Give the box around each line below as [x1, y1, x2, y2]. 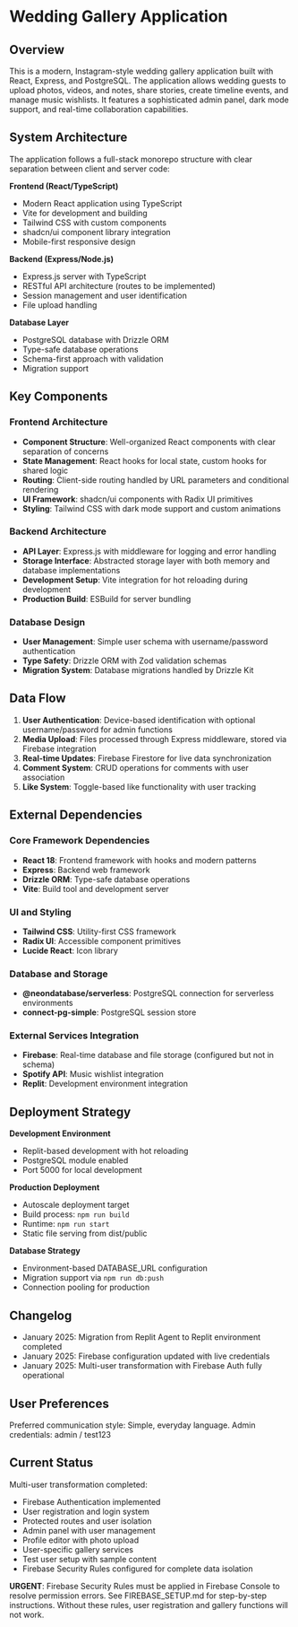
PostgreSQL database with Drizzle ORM [21, 334, 170, 345]
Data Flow [9, 691, 66, 706]
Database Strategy [9, 1246, 81, 1256]
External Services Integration [9, 1029, 140, 1042]
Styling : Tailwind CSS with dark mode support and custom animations [21, 503, 282, 513]
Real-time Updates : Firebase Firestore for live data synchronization [21, 752, 272, 764]
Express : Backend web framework [21, 864, 150, 875]
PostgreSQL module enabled [21, 1155, 129, 1166]
